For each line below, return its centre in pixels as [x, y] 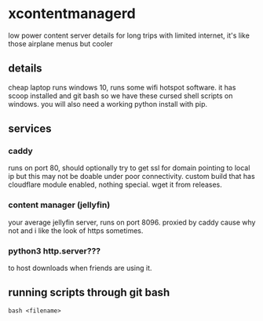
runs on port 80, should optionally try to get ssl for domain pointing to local [129, 168]
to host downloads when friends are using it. [80, 268]
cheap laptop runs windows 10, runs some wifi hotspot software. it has [122, 87]
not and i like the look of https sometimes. [76, 230]
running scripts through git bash [89, 292]
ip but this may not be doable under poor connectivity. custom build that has [131, 177]
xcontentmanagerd [72, 14]
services [30, 129]
